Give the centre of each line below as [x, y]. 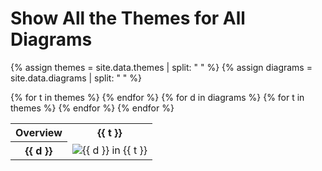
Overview [39, 132]
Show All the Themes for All [128, 18]
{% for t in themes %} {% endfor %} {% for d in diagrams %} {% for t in [157, 97]
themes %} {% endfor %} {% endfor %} [92, 108]
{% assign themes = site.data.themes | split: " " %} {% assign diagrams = [161, 67]
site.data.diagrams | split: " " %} [76, 78]
